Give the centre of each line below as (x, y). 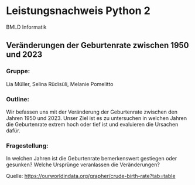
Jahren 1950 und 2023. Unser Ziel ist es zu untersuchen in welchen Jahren (97, 118)
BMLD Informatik (26, 27)
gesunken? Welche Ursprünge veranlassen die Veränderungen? (83, 165)
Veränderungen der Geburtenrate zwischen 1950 (97, 45)
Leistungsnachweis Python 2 (78, 11)
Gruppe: (18, 71)
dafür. (13, 131)
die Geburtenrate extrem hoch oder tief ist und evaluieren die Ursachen (92, 124)
